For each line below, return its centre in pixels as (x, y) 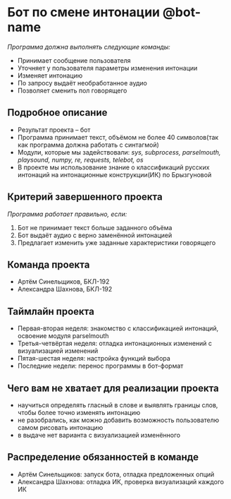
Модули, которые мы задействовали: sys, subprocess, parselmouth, (119, 152)
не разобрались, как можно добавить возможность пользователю (118, 420)
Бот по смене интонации (84, 12)
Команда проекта (49, 264)
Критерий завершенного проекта (85, 197)
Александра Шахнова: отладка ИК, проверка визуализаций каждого (120, 481)
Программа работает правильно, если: (67, 214)
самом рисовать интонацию (60, 427)
